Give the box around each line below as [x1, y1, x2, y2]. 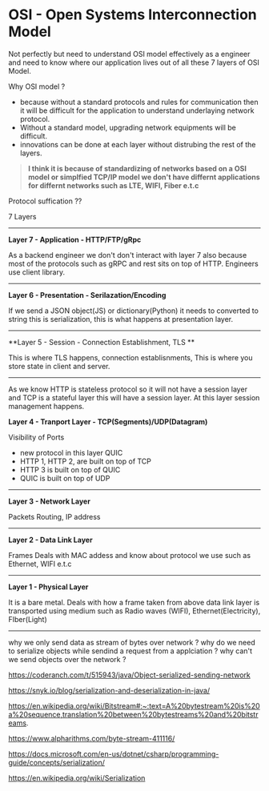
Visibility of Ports [8, 432, 65, 442]
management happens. [8, 401, 85, 411]
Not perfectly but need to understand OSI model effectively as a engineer [8, 49, 251, 58]
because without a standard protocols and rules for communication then [19, 97, 259, 106]
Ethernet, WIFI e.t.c [8, 559, 72, 568]
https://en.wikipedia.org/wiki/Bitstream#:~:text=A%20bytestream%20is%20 [8, 701, 260, 710]
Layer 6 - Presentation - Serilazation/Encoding [8, 290, 167, 299]
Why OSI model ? [8, 82, 66, 91]
